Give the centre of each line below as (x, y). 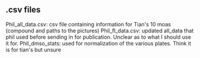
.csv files (23, 10)
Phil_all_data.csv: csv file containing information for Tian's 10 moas (88, 24)
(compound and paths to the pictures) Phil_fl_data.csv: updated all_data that (100, 30)
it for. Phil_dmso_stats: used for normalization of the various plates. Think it (98, 43)
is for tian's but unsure (33, 50)
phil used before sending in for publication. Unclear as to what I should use (98, 37)
